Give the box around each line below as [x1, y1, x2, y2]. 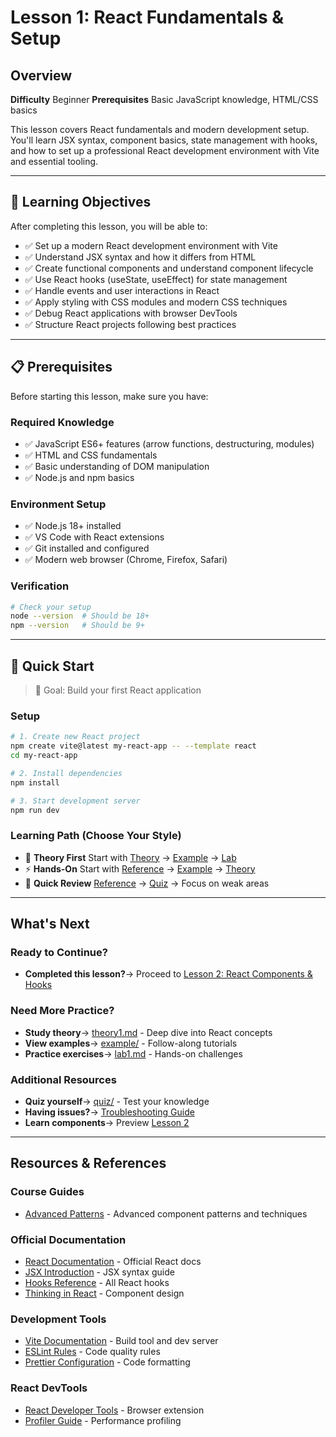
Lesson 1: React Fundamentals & [10, 6, 285, 29]
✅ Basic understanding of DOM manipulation [24, 460, 210, 472]
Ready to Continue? [10, 945, 108, 959]
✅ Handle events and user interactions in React [24, 284, 220, 296]
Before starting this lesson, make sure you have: [10, 390, 209, 402]
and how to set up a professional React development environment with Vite [10, 145, 320, 156]
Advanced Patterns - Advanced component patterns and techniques [24, 1207, 308, 1220]
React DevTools [10, 1381, 88, 1395]
